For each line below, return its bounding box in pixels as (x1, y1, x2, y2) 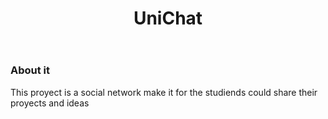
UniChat (133, 7, 203, 30)
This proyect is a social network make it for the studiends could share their (10, 86, 318, 98)
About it (10, 63, 51, 77)
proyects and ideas (10, 97, 90, 109)
